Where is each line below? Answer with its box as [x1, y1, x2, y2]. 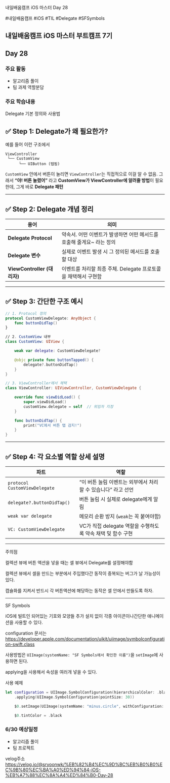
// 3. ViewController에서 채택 [5, 381, 67, 386]
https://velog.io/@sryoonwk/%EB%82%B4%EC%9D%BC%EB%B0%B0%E [5, 761, 163, 767]
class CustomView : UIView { [5, 339, 65, 344]
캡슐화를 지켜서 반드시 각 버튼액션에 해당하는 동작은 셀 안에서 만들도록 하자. [5, 588, 154, 593]
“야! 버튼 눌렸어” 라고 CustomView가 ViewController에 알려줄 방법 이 [14, 177, 154, 184]
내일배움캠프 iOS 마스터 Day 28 [5, 5, 68, 10]
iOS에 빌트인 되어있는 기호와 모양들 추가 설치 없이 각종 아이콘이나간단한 [5, 613, 146, 619]
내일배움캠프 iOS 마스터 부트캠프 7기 [5, 32, 113, 40]
